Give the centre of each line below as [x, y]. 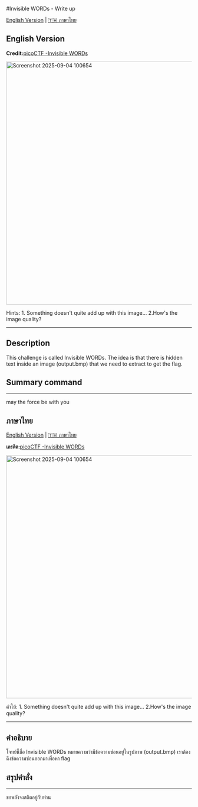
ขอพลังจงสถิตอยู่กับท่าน [29, 797]
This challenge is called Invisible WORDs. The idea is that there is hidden [94, 357]
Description [28, 343]
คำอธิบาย [19, 737]
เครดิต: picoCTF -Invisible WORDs [45, 447]
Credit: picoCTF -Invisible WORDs [47, 53]
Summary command [44, 382]
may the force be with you [38, 402]
